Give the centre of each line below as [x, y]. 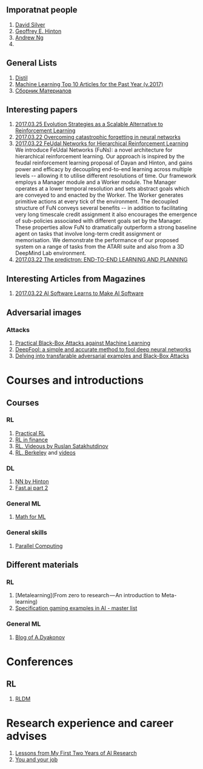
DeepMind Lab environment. [51, 253]
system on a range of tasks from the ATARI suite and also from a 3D [100, 247]
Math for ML [31, 517]
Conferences [40, 662]
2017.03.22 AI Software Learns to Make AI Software [79, 293]
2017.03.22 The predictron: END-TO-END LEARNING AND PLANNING [101, 260]
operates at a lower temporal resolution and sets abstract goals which [102, 189]
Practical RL [30, 433]
